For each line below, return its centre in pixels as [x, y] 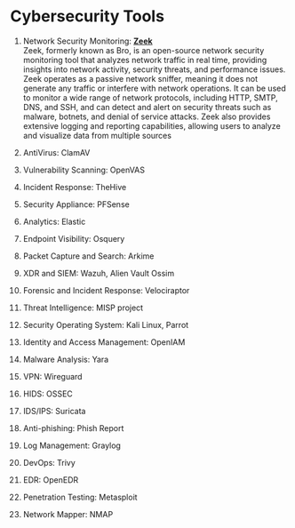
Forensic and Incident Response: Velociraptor [106, 290]
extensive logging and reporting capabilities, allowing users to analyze [151, 125]
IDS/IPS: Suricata [54, 411]
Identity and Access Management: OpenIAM [104, 342]
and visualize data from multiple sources [97, 135]
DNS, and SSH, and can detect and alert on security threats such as [147, 107]
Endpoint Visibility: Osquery [74, 238]
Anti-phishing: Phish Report [73, 428]
